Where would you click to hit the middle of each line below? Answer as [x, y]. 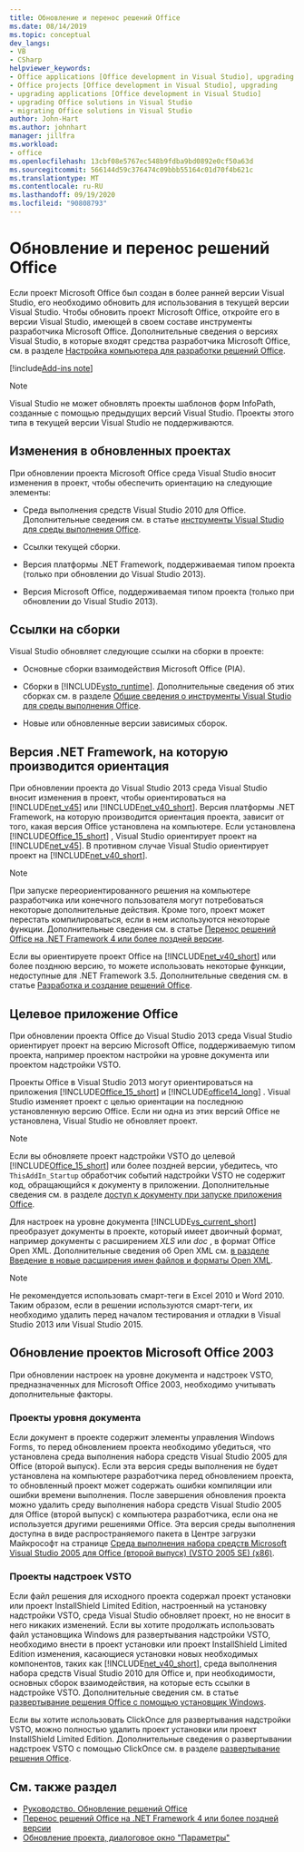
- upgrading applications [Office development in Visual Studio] [135, 93]
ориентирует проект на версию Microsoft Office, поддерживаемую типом [152, 1045]
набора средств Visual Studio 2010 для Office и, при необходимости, [142, 1673]
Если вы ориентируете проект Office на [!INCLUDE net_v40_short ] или [143, 956]
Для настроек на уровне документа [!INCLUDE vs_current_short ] [133, 1222]
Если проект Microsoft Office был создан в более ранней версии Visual [147, 292]
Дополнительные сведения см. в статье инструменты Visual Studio [153, 519]
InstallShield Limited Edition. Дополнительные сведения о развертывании [151, 1739]
